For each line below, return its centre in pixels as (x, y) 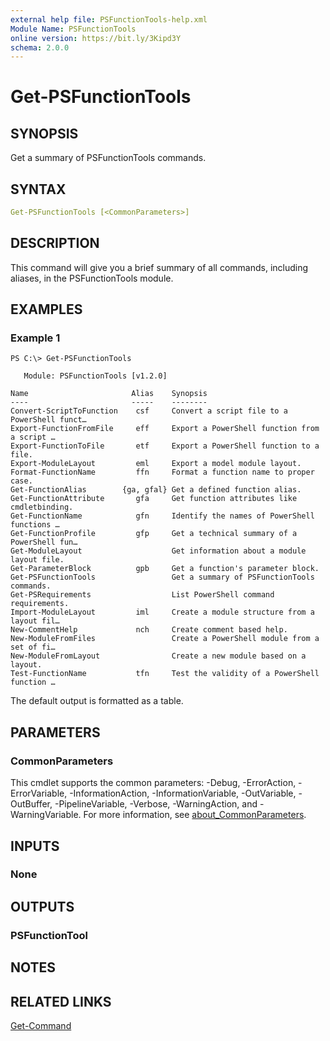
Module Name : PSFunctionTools (73, 29)
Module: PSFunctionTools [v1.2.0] (95, 376)
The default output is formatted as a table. (97, 701)
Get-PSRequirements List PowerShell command (142, 595)
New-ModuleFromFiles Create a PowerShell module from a (165, 639)
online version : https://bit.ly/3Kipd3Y (96, 38)
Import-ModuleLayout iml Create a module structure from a (162, 612)
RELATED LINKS (61, 1001)
